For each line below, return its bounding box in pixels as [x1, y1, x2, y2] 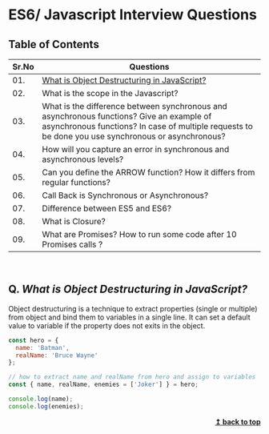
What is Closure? [42, 216, 106, 227]
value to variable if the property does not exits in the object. [8, 320, 206, 330]
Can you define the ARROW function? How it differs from [42, 167, 255, 178]
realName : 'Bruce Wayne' [15, 351, 98, 360]
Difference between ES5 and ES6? [42, 203, 172, 214]
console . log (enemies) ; [8, 402, 84, 410]
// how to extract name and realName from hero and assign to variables [8, 373, 256, 381]
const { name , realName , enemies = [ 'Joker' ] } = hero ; [8, 380, 199, 389]
